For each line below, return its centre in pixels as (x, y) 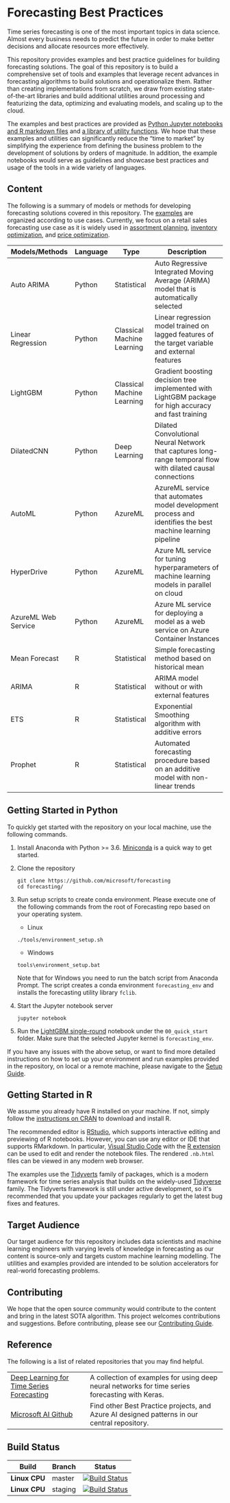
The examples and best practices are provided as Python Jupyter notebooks (115, 123)
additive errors (178, 732)
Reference (30, 1345)
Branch (64, 1467)
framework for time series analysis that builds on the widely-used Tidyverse (114, 1181)
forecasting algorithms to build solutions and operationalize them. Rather (110, 81)
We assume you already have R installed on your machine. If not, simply (108, 1111)
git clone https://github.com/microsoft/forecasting (94, 880)
